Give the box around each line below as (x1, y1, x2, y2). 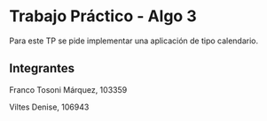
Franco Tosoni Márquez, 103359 (9, 84, 128, 95)
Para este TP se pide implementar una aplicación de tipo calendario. (9, 35, 259, 46)
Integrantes (9, 61, 75, 76)
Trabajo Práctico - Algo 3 (9, 6, 197, 26)
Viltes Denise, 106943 (9, 102, 90, 112)
